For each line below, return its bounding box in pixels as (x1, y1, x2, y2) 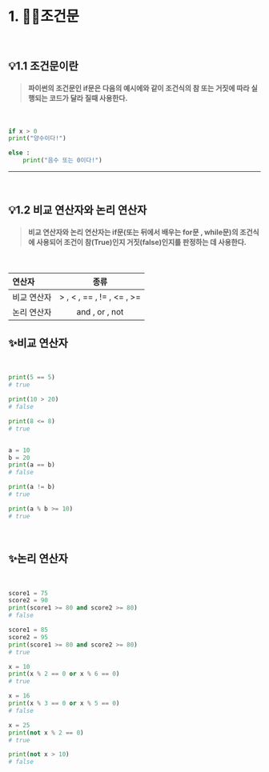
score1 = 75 (8, 589, 48, 597)
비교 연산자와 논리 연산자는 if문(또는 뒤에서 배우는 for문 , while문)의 (27, 227, 239, 237)
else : (8, 149, 30, 157)
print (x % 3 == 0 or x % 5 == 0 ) (8, 699, 120, 707)
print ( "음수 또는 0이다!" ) (22, 157, 102, 165)
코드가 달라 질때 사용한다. (49, 93, 128, 102)
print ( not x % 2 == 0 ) (8, 729, 84, 737)
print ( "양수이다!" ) (8, 134, 66, 142)
